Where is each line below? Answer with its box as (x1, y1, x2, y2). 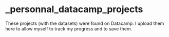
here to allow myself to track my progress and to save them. (5, 25, 133, 31)
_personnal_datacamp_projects (5, 4, 143, 15)
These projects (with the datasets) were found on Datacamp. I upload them (5, 20, 164, 26)
